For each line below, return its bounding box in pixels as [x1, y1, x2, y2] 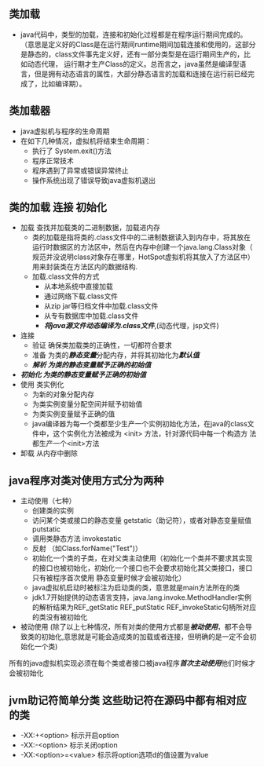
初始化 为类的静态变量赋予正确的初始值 [20, 370, 147, 379]
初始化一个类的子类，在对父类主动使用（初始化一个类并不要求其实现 [31, 553, 253, 563]
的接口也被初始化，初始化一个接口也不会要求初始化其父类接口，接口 [31, 564, 253, 573]
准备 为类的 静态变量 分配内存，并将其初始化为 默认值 [31, 350, 200, 360]
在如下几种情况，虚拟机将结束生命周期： [20, 136, 152, 145]
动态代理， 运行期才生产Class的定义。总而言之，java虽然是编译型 [27, 59, 240, 68]
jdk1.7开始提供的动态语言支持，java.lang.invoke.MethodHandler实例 [31, 593, 252, 602]
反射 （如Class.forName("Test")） [31, 544, 142, 553]
